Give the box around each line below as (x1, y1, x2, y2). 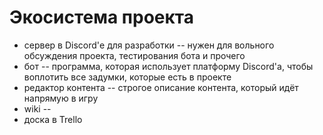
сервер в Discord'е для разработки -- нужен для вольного (23, 39, 275, 51)
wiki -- (23, 102, 52, 115)
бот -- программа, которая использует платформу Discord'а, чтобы (23, 60, 314, 72)
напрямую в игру (23, 92, 99, 104)
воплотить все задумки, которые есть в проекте (23, 71, 232, 83)
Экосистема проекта (9, 6, 195, 29)
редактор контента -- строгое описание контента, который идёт (23, 81, 299, 93)
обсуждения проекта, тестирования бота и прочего (23, 49, 246, 61)
